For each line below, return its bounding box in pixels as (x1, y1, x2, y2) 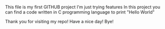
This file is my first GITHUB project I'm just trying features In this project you (5, 4, 161, 10)
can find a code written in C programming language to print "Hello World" (5, 9, 155, 15)
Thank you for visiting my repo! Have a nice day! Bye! (5, 19, 114, 24)
